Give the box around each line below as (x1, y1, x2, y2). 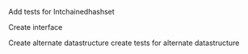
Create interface (8, 23, 63, 31)
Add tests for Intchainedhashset (8, 7, 115, 16)
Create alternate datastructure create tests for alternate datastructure (8, 38, 240, 48)
